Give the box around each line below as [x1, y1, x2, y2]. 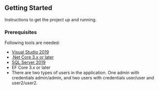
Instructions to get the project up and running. [4, 16, 97, 22]
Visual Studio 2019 [11, 49, 49, 55]
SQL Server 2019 [11, 60, 46, 65]
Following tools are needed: [4, 40, 60, 45]
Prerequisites [4, 29, 37, 35]
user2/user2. [11, 80, 38, 86]
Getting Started [4, 4, 53, 12]
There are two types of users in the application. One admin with [11, 70, 140, 75]
